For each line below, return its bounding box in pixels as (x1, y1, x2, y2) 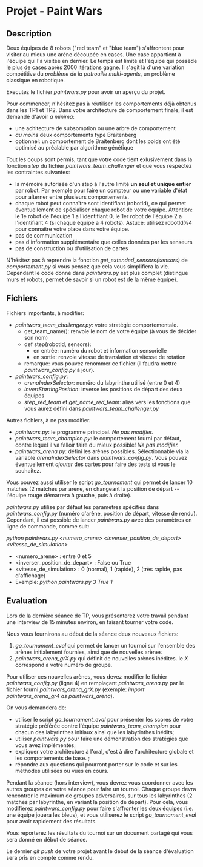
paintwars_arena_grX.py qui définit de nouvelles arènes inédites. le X (15, 654, 188, 662)
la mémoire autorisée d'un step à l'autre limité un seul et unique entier (15, 181, 191, 187)
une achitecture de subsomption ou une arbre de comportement (15, 125, 176, 131)
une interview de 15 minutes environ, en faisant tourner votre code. (6, 618, 174, 625)
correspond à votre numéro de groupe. (15, 661, 113, 668)
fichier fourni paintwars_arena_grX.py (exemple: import (6, 686, 145, 693)
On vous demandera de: (6, 704, 67, 711)
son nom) (24, 334, 48, 341)
